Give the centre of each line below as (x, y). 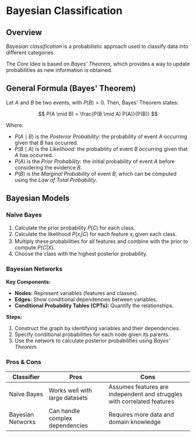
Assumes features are (139, 387)
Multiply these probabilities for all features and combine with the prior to (101, 241)
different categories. (31, 53)
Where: (15, 125)
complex (61, 418)
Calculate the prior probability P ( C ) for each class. (75, 228)
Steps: (14, 317)
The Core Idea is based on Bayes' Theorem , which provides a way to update (98, 64)
